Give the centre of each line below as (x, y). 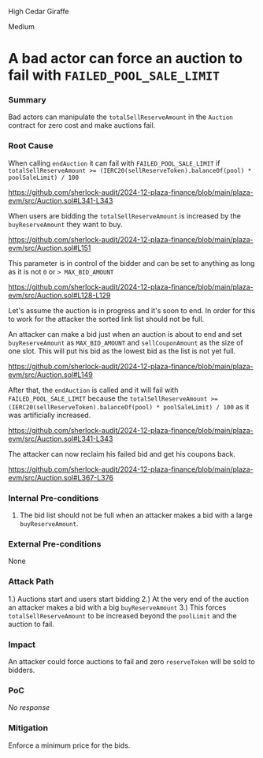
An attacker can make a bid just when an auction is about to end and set (125, 334)
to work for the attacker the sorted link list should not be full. (106, 319)
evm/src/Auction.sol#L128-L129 (59, 295)
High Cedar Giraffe (39, 11)
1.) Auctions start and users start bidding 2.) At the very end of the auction (129, 599)
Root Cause (31, 146)
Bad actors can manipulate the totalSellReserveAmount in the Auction (121, 117)
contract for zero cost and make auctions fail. (82, 125)
